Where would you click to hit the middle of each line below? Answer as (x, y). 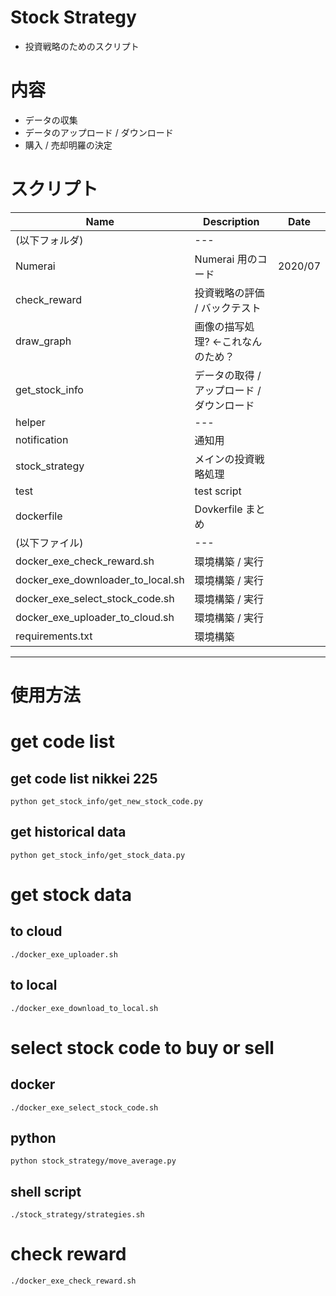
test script (218, 491)
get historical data (68, 832)
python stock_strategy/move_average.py (93, 1161)
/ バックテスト (228, 308)
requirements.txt (54, 636)
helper (30, 422)
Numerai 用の (226, 259)
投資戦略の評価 (229, 293)
